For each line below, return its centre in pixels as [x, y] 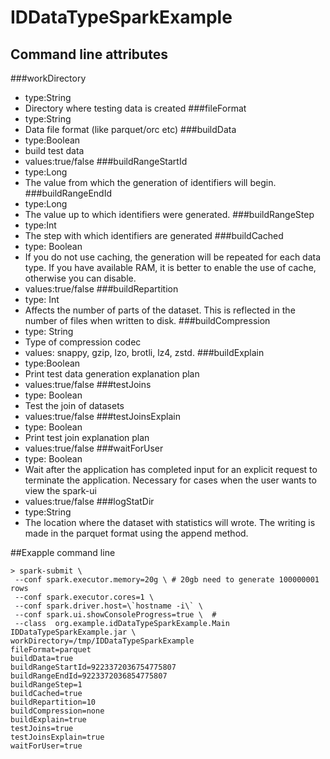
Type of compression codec [83, 342]
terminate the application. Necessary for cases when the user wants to [170, 480]
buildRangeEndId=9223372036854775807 [89, 676]
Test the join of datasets [74, 405]
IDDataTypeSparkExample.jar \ [73, 632]
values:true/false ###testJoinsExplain [102, 416]
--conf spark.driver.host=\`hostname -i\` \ [108, 606]
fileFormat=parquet [51, 650]
